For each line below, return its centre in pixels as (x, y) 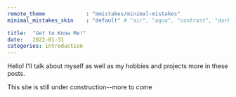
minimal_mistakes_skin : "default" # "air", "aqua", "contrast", (110, 20)
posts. (17, 74)
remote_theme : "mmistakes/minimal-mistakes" (94, 14)
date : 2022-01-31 (36, 39)
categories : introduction (45, 46)
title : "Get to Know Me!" (47, 33)
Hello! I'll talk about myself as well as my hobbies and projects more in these (118, 66)
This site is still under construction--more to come (80, 87)
